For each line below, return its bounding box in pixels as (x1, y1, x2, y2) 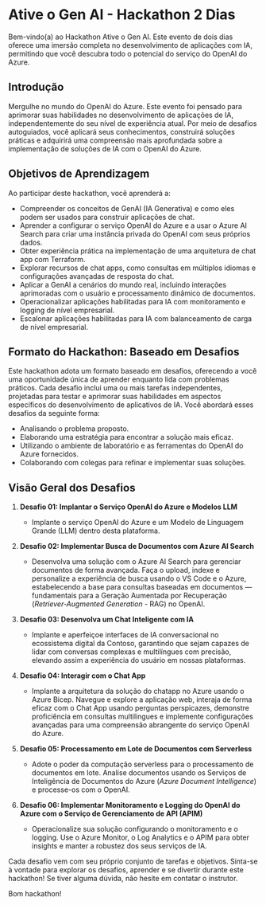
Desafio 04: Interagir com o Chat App (19, 671, 146, 680)
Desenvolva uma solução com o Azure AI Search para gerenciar (31, 557, 241, 566)
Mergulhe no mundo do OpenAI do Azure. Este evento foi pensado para (8, 101, 242, 111)
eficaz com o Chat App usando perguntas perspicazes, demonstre (31, 703, 250, 713)
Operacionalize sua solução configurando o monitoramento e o (31, 825, 238, 834)
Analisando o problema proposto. (19, 424, 129, 433)
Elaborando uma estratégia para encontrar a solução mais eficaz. (19, 433, 234, 442)
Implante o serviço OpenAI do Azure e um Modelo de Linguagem (31, 518, 245, 527)
